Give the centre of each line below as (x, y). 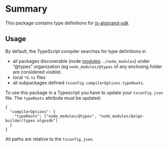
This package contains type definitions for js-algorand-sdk (67, 23)
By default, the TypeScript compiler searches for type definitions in (76, 51)
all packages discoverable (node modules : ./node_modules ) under (81, 61)
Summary (26, 9)
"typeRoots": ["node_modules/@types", (55, 116)
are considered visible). (37, 72)
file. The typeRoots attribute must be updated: (53, 98)
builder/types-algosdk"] (32, 121)
